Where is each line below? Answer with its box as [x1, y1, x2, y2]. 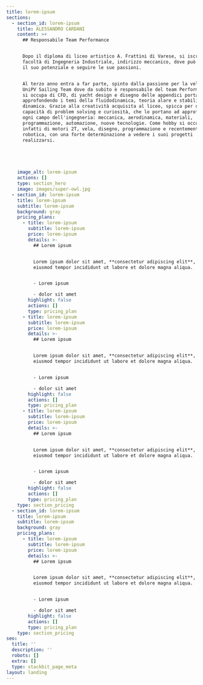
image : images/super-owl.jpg [17, 186, 91, 192]
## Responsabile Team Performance [22, 37, 110, 43]
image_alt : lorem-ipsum [17, 169, 77, 176]
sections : [6, 15, 31, 21]
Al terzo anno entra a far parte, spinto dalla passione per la [22, 81, 188, 87]
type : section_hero [17, 180, 66, 187]
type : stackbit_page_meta [11, 664, 77, 670]
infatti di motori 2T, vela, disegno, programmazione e [22, 125, 166, 132]
